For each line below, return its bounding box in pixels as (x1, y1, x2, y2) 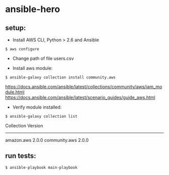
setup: (5, 24, 26, 32)
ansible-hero (5, 4, 60, 15)
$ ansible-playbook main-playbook (5, 165, 78, 170)
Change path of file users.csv (12, 55, 74, 61)
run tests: (5, 152, 36, 160)
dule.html (5, 89, 25, 95)
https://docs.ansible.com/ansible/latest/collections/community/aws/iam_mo (5, 84, 162, 90)
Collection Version (5, 123, 43, 129)
